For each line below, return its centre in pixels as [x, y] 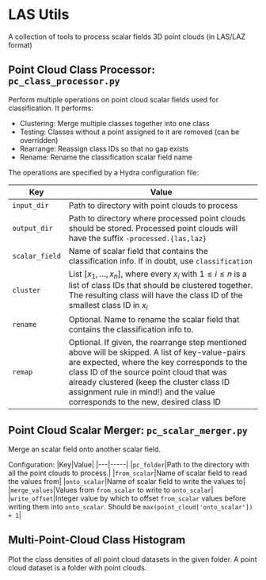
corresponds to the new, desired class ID [145, 402]
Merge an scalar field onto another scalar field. [84, 449]
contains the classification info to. [131, 329]
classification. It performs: [51, 108]
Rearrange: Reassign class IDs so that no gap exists [104, 148]
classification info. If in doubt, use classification [161, 261]
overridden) [39, 140]
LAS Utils [39, 15]
